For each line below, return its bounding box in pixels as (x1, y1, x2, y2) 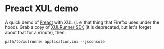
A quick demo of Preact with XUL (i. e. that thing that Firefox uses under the (5, 19, 160, 25)
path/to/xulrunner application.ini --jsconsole (5, 39, 105, 44)
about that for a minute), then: (5, 29, 66, 35)
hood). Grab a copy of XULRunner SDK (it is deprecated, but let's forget (5, 24, 152, 30)
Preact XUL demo (5, 3, 79, 14)
